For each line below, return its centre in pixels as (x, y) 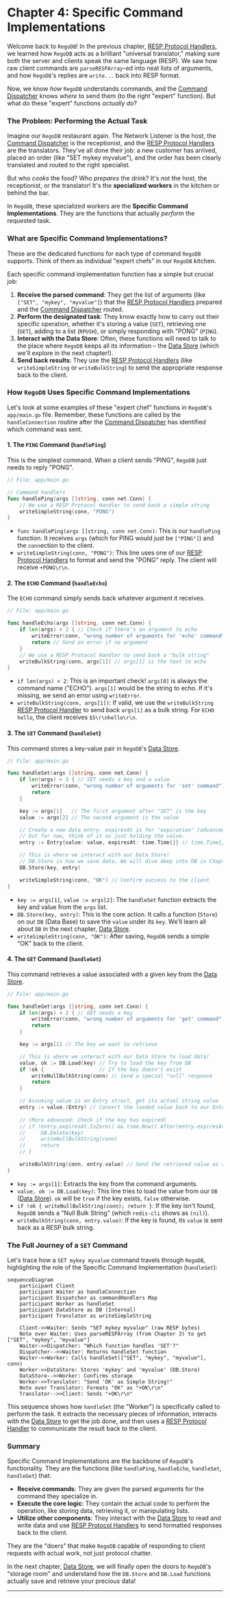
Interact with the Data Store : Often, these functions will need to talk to (117, 338)
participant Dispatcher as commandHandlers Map (88, 1298)
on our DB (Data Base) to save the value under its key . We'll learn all (112, 921)
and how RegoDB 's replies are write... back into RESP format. (94, 75)
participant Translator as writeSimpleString (86, 1316)
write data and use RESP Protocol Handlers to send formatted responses (119, 1525)
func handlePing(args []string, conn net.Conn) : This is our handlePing (119, 531)
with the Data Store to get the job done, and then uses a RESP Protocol (107, 1421)
